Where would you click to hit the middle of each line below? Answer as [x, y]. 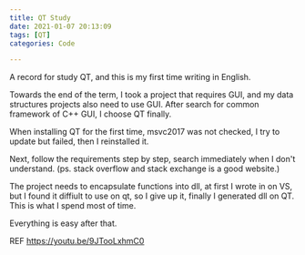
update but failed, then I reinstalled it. [79, 141]
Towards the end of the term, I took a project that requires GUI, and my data [152, 95]
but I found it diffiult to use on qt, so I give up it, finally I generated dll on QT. [152, 196]
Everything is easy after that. [63, 223]
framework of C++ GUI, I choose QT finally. [91, 114]
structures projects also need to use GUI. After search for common [134, 105]
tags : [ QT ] [30, 35]
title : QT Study [40, 18]
